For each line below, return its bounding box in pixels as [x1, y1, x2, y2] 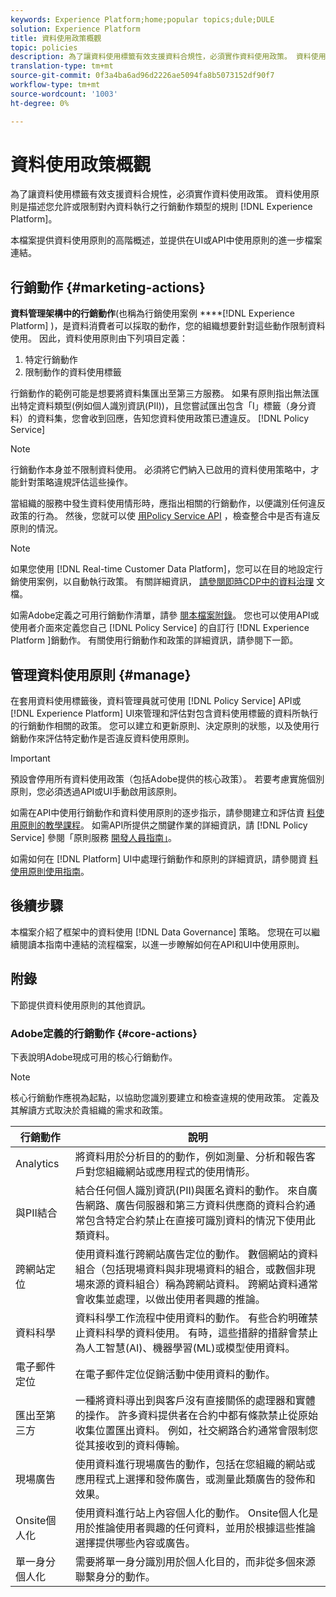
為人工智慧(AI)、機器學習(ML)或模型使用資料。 [74, 1341, 296, 1355]
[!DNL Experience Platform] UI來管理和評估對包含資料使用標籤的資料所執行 [10, 707, 319, 720]
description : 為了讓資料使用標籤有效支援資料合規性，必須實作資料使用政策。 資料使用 [10, 52, 327, 62]
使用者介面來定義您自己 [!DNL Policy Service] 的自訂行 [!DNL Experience [10, 622, 310, 634]
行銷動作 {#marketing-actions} [10, 279, 206, 296]
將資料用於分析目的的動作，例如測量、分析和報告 [74, 1149, 306, 1163]
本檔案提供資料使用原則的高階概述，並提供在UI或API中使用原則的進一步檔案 [10, 234, 323, 246]
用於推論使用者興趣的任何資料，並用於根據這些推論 [74, 1521, 316, 1535]
